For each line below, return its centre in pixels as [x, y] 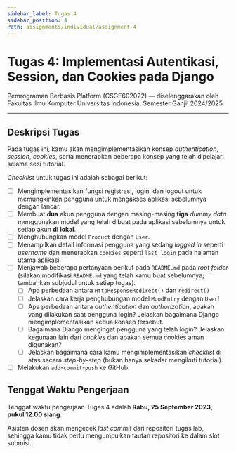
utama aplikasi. [39, 260]
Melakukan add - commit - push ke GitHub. [73, 367]
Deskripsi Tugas [44, 132]
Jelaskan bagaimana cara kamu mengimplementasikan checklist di [125, 352]
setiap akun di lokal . [47, 230]
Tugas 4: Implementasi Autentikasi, [113, 61]
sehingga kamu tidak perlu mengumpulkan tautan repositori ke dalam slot [113, 435]
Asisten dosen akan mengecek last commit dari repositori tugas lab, [106, 428]
